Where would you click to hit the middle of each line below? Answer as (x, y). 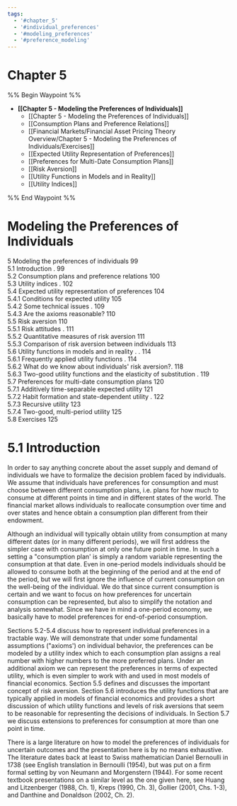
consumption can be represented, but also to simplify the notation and (110, 601)
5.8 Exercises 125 (33, 419)
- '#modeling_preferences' (53, 34)
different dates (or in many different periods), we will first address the (109, 541)
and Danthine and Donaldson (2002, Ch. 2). (71, 795)
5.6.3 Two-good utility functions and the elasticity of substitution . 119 (109, 374)
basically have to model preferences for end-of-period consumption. (108, 617)
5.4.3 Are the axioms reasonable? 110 (61, 314)
